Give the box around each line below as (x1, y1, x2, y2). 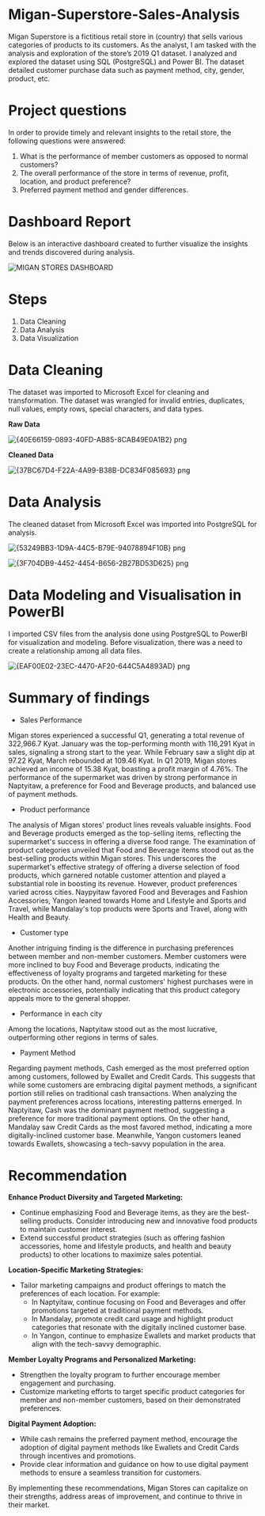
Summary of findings (8, 688, 150, 707)
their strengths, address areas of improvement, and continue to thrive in (8, 1491, 243, 1501)
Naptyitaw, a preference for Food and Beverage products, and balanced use (8, 781, 256, 790)
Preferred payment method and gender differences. (19, 184, 188, 195)
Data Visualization (19, 333, 79, 343)
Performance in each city (19, 1009, 103, 1018)
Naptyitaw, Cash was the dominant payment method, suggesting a (8, 1105, 225, 1115)
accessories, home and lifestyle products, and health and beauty (19, 1241, 232, 1251)
